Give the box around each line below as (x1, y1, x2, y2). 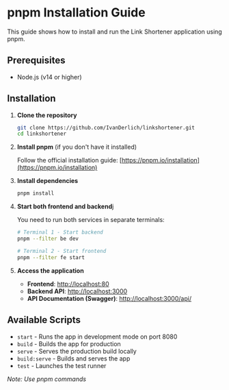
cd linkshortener (16, 130, 67, 138)
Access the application (16, 266, 84, 275)
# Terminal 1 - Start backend (16, 229, 104, 236)
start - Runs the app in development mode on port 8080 (16, 332, 178, 341)
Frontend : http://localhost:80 (27, 280, 109, 288)
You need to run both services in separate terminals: (16, 216, 165, 224)
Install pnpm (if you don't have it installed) (16, 143, 137, 151)
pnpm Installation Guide (7, 5, 146, 21)
